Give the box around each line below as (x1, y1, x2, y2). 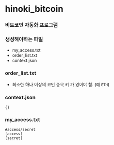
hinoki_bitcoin (5, 3, 64, 15)
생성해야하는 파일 (5, 36, 43, 43)
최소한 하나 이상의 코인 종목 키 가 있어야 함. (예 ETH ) (12, 81, 110, 87)
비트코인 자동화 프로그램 (5, 22, 58, 29)
